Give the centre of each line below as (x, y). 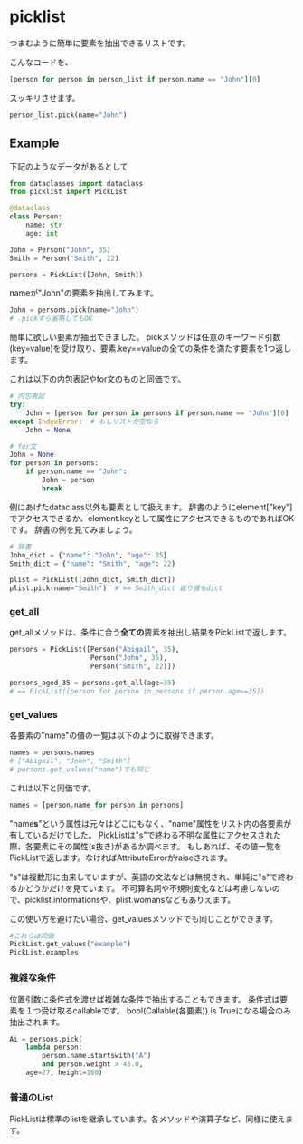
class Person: (36, 217)
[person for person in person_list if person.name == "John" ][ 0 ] (135, 79)
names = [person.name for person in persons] (96, 805)
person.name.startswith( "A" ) (97, 1056)
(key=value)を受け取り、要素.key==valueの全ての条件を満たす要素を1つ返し (151, 349)
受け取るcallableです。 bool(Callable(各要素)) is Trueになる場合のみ (166, 1010)
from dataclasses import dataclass (76, 183)
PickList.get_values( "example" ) (70, 945)
